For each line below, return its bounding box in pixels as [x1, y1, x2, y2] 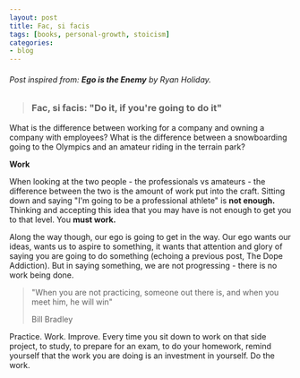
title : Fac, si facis [9, 21, 90, 30]
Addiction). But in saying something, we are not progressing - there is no [9, 260, 278, 271]
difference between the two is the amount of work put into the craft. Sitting [9, 185, 286, 196]
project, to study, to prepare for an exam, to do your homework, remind [9, 340, 271, 351]
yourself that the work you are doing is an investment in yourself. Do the [9, 350, 275, 361]
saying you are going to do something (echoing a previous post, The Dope [9, 250, 284, 261]
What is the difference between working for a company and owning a [9, 122, 265, 133]
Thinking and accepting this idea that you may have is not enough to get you [9, 204, 292, 215]
